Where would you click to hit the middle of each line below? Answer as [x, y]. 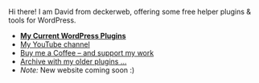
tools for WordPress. [42, 20]
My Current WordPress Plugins [73, 36]
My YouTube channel [55, 44]
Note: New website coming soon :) [77, 70]
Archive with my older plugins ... [73, 61]
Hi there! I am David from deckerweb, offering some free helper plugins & [130, 12]
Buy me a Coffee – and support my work [87, 53]
